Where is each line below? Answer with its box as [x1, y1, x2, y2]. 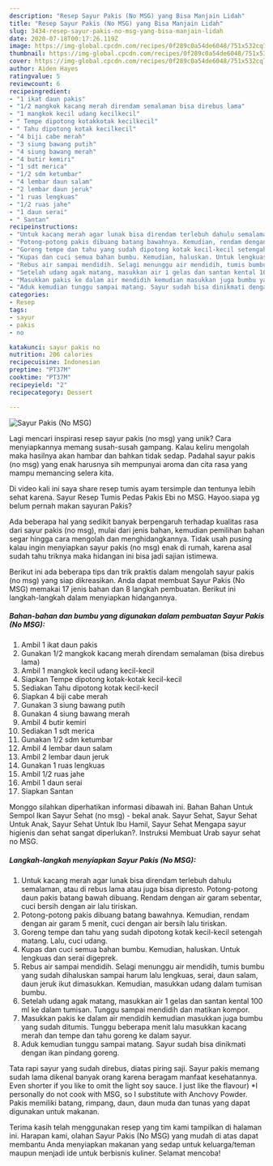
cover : [9, 58, 32, 66]
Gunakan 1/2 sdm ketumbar [20, 735, 113, 744]
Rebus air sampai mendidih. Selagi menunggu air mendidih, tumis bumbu [20, 962, 265, 971]
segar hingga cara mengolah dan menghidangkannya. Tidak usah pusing [9, 534, 253, 543]
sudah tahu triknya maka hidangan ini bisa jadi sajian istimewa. [9, 551, 219, 560]
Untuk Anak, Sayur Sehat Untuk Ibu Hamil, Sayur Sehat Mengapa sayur [9, 820, 246, 829]
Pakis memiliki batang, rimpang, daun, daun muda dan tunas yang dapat [9, 1098, 250, 1108]
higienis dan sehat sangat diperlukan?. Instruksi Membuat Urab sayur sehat [9, 828, 261, 838]
